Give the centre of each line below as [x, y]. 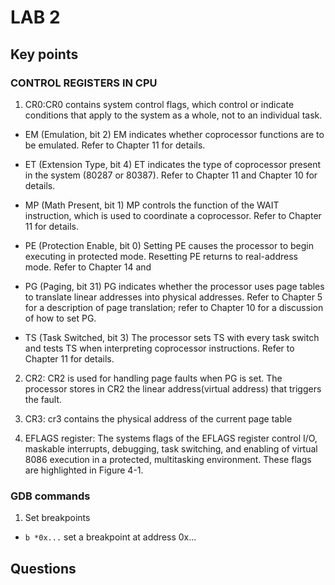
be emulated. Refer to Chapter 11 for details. [115, 145]
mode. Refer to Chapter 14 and [88, 267]
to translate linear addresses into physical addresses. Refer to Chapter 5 [173, 297]
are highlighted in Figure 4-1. [84, 470]
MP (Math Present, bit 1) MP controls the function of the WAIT [152, 205]
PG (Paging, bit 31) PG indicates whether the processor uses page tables [174, 286]
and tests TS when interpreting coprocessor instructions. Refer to [159, 348]
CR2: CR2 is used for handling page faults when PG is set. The [153, 378]
